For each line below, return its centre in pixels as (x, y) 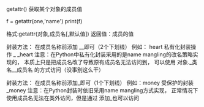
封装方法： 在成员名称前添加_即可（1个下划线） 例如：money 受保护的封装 (100, 83)
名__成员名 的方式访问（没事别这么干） (55, 70)
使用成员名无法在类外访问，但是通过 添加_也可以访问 (73, 98)
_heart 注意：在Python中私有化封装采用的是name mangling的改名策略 (105, 54)
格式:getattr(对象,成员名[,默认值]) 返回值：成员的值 (70, 34)
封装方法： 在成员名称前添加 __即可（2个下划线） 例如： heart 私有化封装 (99, 47)
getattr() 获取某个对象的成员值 (44, 9)
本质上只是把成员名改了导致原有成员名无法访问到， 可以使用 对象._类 (111, 62)
